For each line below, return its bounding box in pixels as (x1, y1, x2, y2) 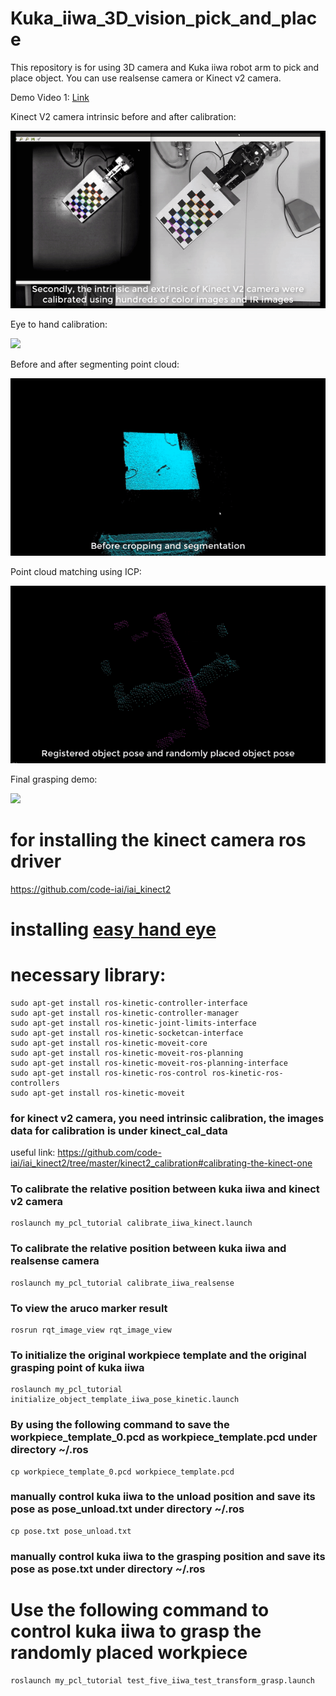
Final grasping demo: (10, 773, 98, 785)
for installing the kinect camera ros (10, 828, 307, 851)
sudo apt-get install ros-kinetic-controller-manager (10, 1008, 240, 1018)
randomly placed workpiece (10, 1641, 248, 1664)
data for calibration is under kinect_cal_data (10, 1123, 228, 1137)
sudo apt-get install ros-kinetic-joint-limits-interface (10, 1018, 257, 1028)
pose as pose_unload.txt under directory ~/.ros (10, 1502, 245, 1516)
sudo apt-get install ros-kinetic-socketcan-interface (10, 1028, 244, 1038)
